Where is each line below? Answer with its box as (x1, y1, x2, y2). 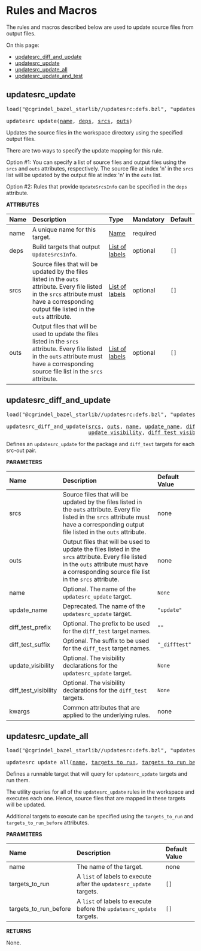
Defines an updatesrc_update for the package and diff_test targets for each (6, 440, 195, 447)
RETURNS (6, 928, 32, 935)
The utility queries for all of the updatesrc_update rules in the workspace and (6, 788, 194, 796)
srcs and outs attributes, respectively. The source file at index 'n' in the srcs (6, 165, 194, 172)
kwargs (9, 707, 30, 715)
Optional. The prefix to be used (62, 619, 150, 627)
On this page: (6, 41, 39, 49)
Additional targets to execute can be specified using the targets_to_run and (6, 813, 194, 820)
